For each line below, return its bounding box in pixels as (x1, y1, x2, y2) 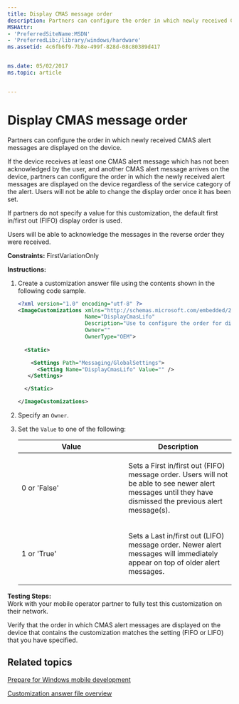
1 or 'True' (21, 549, 57, 559)
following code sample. (17, 286, 87, 295)
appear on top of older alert (127, 558, 221, 567)
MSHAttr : (7, 23, 33, 31)
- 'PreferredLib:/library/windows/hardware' (7, 37, 142, 44)
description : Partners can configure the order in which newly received (7, 17, 228, 24)
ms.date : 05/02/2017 (7, 63, 69, 70)
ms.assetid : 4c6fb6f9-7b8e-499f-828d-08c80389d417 (7, 43, 161, 50)
